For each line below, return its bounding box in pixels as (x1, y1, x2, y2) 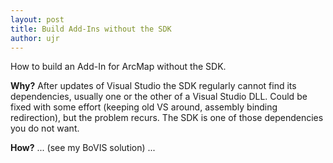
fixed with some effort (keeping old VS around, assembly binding (10, 101, 278, 113)
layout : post (10, 14, 65, 25)
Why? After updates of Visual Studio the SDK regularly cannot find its (10, 80, 297, 92)
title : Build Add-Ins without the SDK (10, 24, 172, 34)
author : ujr (10, 33, 60, 43)
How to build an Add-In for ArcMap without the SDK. (10, 61, 227, 73)
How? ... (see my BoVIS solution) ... (10, 142, 156, 154)
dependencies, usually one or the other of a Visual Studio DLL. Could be (10, 91, 308, 103)
